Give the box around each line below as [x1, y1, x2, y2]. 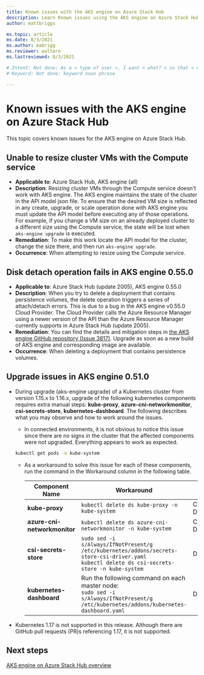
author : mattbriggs [6, 20, 56, 26]
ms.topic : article [6, 31, 53, 37]
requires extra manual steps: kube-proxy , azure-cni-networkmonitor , [15, 401, 192, 408]
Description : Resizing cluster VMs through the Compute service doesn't [15, 185, 196, 192]
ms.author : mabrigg [6, 43, 56, 49]
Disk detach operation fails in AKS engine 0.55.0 [6, 267, 194, 277]
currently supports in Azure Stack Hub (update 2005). [15, 322, 151, 329]
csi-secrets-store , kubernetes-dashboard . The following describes [15, 407, 187, 414]
